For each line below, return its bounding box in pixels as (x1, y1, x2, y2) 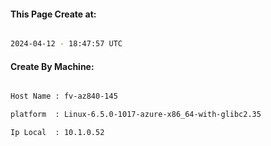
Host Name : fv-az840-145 (10, 91, 118, 102)
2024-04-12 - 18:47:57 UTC (10, 39, 123, 49)
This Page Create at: (10, 8, 97, 20)
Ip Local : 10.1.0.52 (10, 128, 105, 138)
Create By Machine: (10, 60, 95, 72)
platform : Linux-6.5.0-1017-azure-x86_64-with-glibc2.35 (10, 110, 262, 120)
